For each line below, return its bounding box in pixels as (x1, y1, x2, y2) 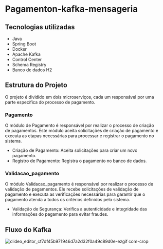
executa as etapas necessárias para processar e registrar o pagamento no (5, 133, 154, 139)
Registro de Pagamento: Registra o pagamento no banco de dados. (12, 158, 147, 164)
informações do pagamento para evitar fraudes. (12, 211, 109, 217)
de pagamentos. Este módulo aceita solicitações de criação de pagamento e (5, 128, 159, 134)
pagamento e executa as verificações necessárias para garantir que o (5, 191, 145, 197)
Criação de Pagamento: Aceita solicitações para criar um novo (12, 147, 138, 153)
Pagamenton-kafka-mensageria (5, 3, 138, 15)
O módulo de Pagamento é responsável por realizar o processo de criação (5, 123, 154, 128)
